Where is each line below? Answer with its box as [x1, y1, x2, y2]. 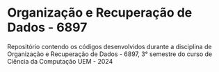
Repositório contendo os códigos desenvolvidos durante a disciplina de [7, 42, 212, 51]
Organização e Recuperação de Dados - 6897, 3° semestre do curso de [7, 50, 213, 58]
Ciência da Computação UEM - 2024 [7, 57, 113, 65]
